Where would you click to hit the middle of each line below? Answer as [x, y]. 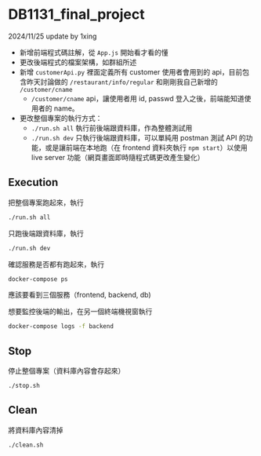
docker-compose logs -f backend [61, 326]
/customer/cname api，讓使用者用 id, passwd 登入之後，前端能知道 [138, 98]
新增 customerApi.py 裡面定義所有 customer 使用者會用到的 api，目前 [131, 71]
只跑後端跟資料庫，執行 [46, 233]
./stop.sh [24, 386]
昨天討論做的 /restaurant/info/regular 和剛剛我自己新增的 [122, 82]
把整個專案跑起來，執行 [46, 202]
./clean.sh [26, 445]
